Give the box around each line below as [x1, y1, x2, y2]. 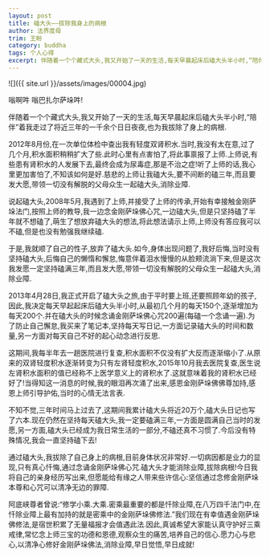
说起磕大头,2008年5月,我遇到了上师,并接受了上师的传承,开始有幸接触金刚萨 [8, 196, 257, 205]
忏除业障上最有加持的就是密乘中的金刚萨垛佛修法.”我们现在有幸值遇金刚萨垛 [8, 509, 260, 518]
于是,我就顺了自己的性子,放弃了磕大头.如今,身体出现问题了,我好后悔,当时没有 [8, 243, 260, 253]
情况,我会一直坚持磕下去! [14, 435, 98, 445]
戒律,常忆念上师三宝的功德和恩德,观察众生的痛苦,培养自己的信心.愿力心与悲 [8, 529, 256, 539]
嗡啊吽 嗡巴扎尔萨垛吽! [8, 95, 83, 104]
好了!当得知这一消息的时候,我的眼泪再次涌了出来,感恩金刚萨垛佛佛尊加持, [8, 378, 249, 388]
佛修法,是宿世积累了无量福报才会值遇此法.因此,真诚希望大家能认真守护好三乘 [8, 519, 261, 529]
